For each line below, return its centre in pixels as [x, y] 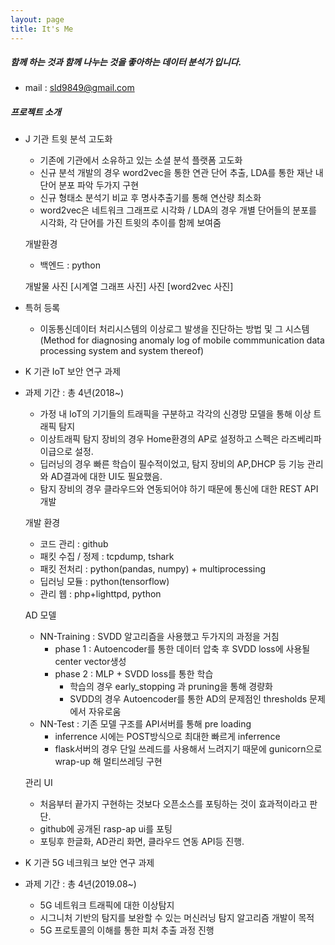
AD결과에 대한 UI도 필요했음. [106, 477]
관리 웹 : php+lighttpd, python [100, 594]
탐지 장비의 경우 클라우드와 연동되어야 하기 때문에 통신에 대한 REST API [179, 489]
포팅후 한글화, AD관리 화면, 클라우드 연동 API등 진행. [142, 842]
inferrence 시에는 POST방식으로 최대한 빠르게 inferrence [167, 737]
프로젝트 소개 [36, 112]
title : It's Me [42, 29]
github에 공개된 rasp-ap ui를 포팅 [106, 829]
